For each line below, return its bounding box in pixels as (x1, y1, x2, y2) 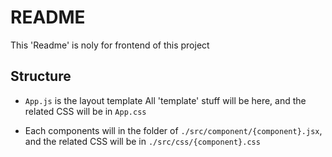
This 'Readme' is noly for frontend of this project (10, 39, 210, 51)
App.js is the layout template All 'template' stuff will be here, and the (24, 94, 307, 106)
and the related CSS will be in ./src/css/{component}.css (24, 135, 261, 147)
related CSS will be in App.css (24, 105, 147, 117)
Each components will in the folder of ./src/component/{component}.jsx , (24, 124, 323, 136)
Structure (10, 68, 72, 85)
